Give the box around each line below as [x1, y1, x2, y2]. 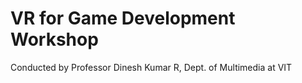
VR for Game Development [10, 7, 236, 30]
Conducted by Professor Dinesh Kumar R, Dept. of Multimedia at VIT [10, 61, 293, 73]
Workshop [10, 28, 99, 51]
